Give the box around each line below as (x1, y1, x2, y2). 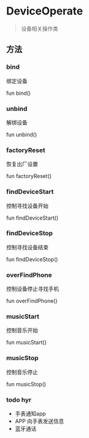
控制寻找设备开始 (6, 202, 49, 209)
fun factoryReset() (6, 173, 52, 180)
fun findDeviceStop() (6, 255, 58, 263)
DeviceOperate (6, 4, 83, 18)
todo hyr (6, 395, 32, 404)
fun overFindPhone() (6, 297, 58, 305)
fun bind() (6, 89, 31, 97)
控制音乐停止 (6, 368, 38, 375)
